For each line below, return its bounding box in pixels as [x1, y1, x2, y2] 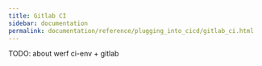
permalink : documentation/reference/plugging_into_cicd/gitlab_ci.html [8, 27, 254, 35]
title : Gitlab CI [8, 11, 67, 20]
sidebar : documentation [8, 19, 89, 27]
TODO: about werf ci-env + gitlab [8, 49, 119, 59]
